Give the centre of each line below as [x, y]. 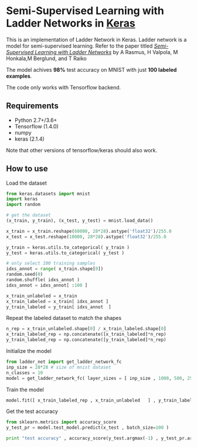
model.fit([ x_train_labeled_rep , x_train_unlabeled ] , [81, 400]
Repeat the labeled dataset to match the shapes [64, 318]
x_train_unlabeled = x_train [42, 296]
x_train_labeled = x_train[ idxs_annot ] [57, 301]
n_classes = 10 [25, 373]
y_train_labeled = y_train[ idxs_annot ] [59, 307]
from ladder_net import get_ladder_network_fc [64, 362]
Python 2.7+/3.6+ [36, 120]
